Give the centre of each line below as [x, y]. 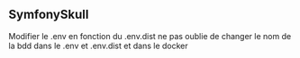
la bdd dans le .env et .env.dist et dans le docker [98, 46]
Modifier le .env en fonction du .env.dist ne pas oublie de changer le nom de [150, 36]
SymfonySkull [49, 15]
